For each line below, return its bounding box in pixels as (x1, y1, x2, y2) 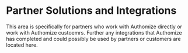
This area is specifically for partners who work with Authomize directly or (6, 23, 183, 30)
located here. (6, 41, 38, 48)
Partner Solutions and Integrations (6, 4, 177, 17)
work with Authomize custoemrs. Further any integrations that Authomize (6, 29, 182, 36)
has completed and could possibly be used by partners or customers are (6, 35, 181, 42)
